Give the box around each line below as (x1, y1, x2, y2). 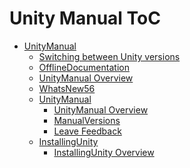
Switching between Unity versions (38, 50, 181, 62)
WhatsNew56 (38, 82, 96, 94)
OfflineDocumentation (38, 61, 130, 73)
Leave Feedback (53, 125, 122, 137)
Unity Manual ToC (9, 7, 161, 30)
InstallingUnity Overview (53, 146, 155, 158)
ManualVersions (53, 114, 121, 126)
